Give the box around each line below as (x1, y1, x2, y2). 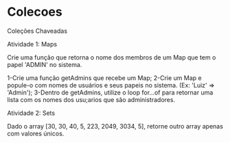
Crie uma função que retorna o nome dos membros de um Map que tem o (7, 53, 216, 62)
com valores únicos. (7, 129, 65, 138)
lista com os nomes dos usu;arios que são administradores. (7, 95, 176, 103)
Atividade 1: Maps (7, 40, 57, 48)
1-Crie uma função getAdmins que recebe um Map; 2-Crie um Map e (7, 73, 202, 82)
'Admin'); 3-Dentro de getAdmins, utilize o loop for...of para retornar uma (7, 88, 214, 96)
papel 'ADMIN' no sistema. (7, 60, 82, 68)
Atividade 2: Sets (7, 109, 56, 117)
